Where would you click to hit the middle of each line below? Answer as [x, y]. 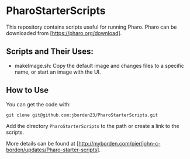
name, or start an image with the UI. [58, 72]
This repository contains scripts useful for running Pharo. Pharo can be [91, 27]
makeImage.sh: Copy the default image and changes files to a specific [99, 65]
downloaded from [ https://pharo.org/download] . [64, 33]
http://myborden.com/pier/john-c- [120, 143]
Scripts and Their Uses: [50, 52]
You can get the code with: [39, 104]
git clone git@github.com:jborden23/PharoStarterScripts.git [82, 115]
